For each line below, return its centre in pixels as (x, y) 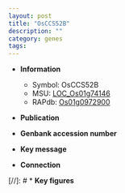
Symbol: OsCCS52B (65, 85)
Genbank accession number (68, 134)
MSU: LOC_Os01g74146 (71, 93)
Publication (40, 118)
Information (40, 69)
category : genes (35, 39)
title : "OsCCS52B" (39, 24)
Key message (43, 149)
